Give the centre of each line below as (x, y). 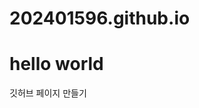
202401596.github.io (100, 18)
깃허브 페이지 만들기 (48, 93)
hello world (56, 64)
